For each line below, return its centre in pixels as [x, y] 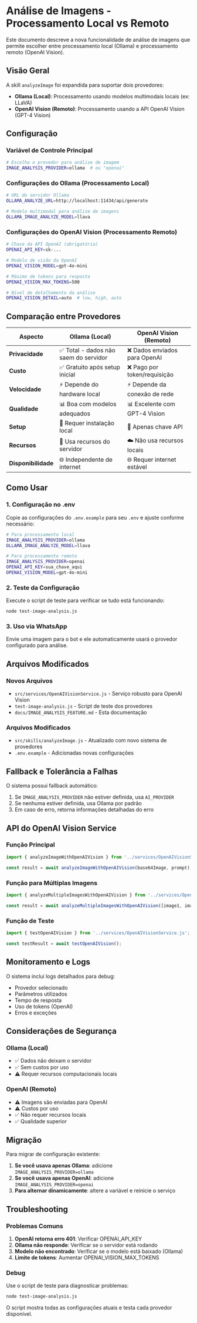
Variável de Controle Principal [49, 150]
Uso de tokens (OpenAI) [44, 1006]
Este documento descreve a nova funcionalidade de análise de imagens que [98, 39]
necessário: [20, 524]
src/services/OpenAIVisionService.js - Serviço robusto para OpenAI [98, 694]
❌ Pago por [143, 368]
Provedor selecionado [41, 987]
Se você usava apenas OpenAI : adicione [64, 1178]
